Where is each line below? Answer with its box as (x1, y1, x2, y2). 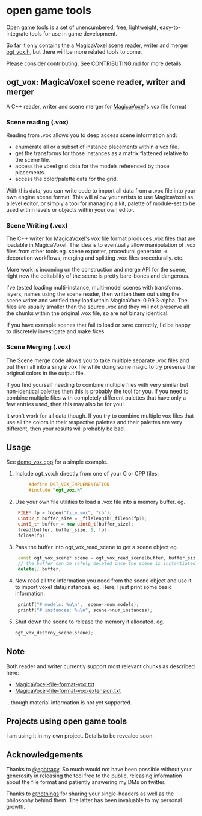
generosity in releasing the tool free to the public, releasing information (6, 772, 182, 779)
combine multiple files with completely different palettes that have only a (6, 394, 186, 401)
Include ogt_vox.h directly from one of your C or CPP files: (14, 470, 159, 477)
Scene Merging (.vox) (6, 343, 71, 351)
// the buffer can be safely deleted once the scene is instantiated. (17, 561, 198, 567)
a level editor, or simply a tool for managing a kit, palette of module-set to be (6, 200, 196, 207)
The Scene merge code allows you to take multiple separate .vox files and (6, 357, 189, 364)
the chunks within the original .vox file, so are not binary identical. (6, 310, 170, 317)
